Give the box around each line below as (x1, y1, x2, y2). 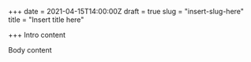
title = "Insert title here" (8, 15, 84, 24)
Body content (8, 46, 53, 54)
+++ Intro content (8, 31, 66, 39)
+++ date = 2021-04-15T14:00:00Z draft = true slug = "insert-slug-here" (8, 7, 245, 16)
